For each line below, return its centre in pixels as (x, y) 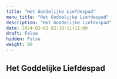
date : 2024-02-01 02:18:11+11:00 (47, 28)
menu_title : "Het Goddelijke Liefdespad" (58, 17)
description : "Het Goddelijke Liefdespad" (59, 22)
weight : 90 (19, 45)
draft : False (22, 34)
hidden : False (24, 39)
